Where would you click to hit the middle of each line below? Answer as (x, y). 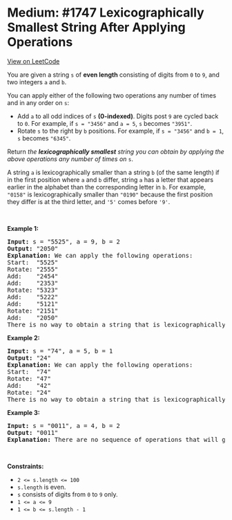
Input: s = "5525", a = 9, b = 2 (64, 241)
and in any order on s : (38, 102)
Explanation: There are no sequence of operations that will (113, 439)
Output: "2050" (33, 248)
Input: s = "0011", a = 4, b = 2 (64, 426)
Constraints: (26, 466)
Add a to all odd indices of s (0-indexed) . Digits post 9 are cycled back (118, 116)
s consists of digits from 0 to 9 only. (67, 494)
